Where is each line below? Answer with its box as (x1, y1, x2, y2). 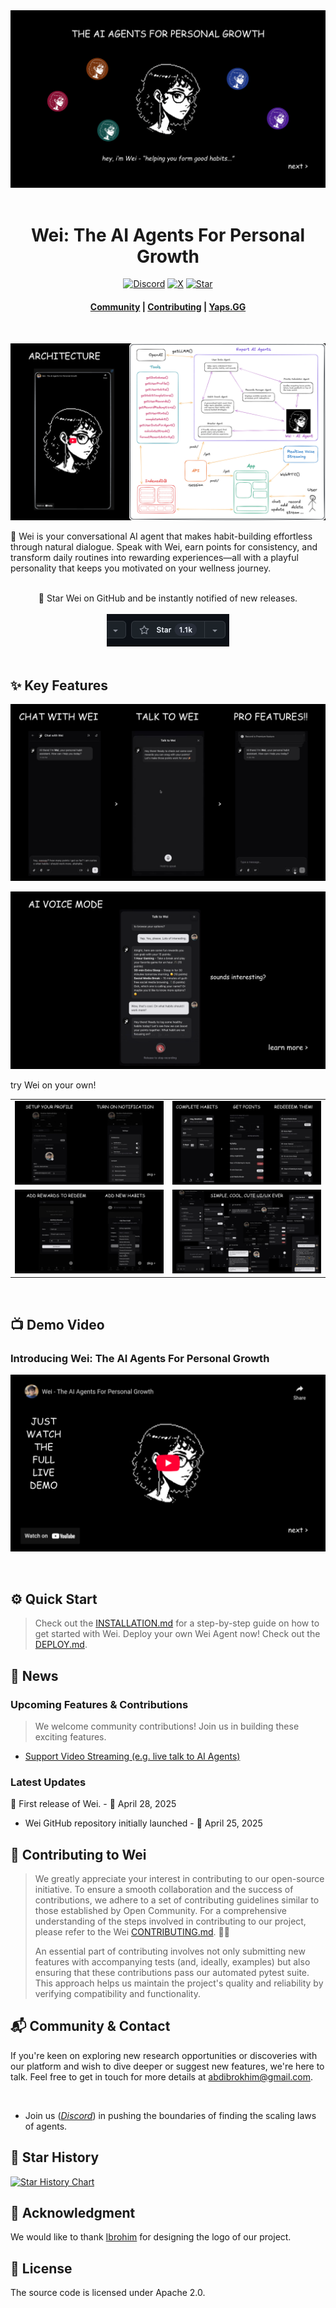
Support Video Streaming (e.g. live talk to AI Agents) (24, 1750, 241, 1762)
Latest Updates (10, 1775, 87, 1789)
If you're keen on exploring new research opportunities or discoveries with (10, 2049, 318, 2061)
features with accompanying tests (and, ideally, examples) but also (34, 1956, 311, 1968)
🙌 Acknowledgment (10, 2205, 136, 2222)
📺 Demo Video (10, 1316, 105, 1333)
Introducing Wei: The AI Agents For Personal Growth (10, 1351, 270, 1365)
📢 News (10, 1667, 59, 1684)
